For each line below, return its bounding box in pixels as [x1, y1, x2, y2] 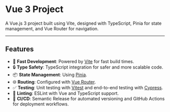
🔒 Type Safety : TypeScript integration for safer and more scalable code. [12, 64, 163, 70]
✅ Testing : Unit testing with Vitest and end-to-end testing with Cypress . [12, 84, 163, 90]
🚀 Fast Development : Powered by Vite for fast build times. [12, 58, 135, 64]
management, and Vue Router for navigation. [5, 25, 99, 31]
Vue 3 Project [5, 4, 64, 15]
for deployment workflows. [12, 101, 69, 107]
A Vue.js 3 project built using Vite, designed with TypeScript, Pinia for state [5, 20, 162, 26]
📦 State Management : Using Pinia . [12, 72, 88, 78]
